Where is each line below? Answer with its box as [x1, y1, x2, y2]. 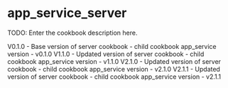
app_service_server [7, 5, 127, 21]
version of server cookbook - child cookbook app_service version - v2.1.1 [7, 72, 222, 81]
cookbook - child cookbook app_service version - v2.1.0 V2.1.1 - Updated [7, 65, 220, 73]
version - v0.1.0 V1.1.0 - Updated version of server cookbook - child [7, 50, 205, 58]
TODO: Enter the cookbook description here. [7, 28, 138, 37]
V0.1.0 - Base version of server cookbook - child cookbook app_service [7, 42, 217, 50]
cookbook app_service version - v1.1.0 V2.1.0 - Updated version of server [7, 57, 222, 65]
